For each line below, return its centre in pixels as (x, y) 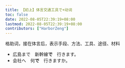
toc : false (17, 15)
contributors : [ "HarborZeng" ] (37, 29)
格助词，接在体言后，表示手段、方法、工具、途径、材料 (62, 44)
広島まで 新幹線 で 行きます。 (46, 54)
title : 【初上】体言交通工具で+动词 (39, 10)
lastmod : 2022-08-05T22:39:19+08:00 (44, 24)
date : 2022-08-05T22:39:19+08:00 (40, 19)
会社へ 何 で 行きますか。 (41, 60)
